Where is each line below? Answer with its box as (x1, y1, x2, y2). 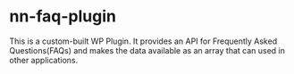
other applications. (9, 54, 79, 65)
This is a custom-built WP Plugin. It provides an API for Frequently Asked (9, 36, 278, 46)
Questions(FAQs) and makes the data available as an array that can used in (9, 45, 286, 55)
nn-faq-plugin (9, 6, 116, 27)
